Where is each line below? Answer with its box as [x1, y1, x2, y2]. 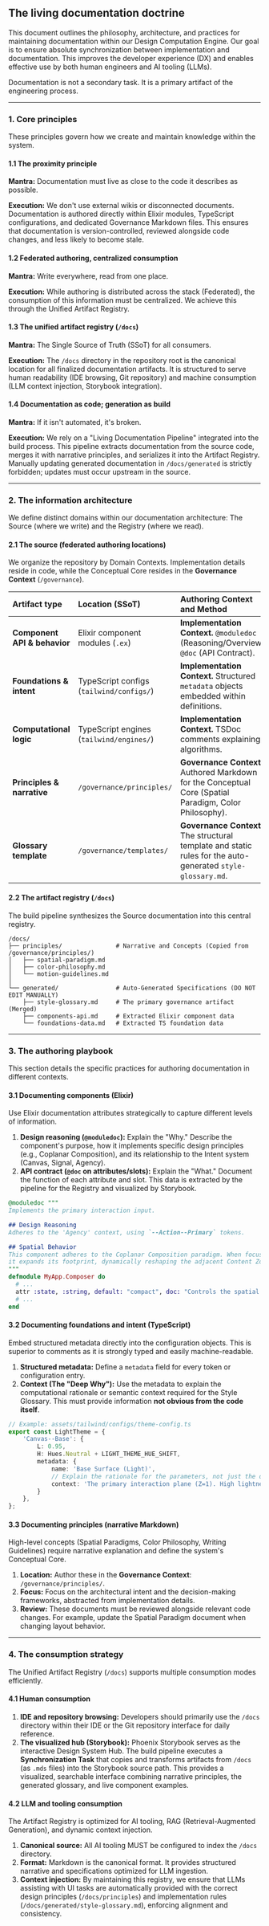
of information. [8, 1116, 58, 1127]
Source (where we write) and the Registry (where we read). [8, 521, 204, 531]
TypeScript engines [78, 724, 152, 735]
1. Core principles [8, 113, 78, 124]
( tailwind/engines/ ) [78, 734, 155, 745]
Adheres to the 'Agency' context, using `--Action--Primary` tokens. [8, 1228, 246, 1236]
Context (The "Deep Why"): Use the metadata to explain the [19, 1379, 222, 1389]
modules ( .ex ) [78, 638, 131, 649]
